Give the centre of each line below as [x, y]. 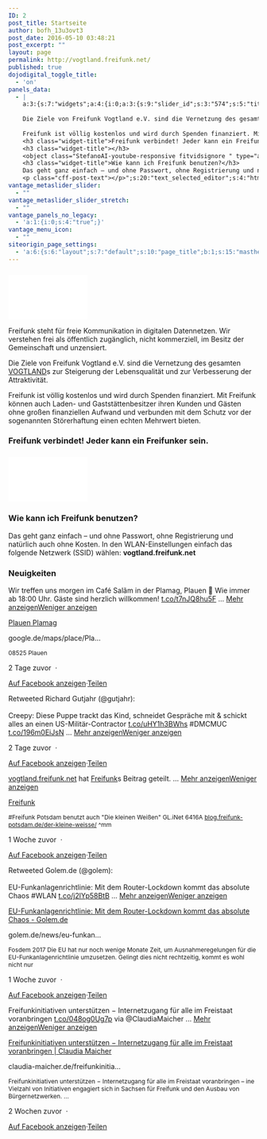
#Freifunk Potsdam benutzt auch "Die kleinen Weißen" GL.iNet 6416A [106, 817]
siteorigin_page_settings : [53, 245]
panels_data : [30, 89]
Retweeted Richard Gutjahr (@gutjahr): [72, 698]
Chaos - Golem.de [38, 919]
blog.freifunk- [224, 817]
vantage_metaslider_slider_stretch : [69, 200]
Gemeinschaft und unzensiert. [58, 347]
